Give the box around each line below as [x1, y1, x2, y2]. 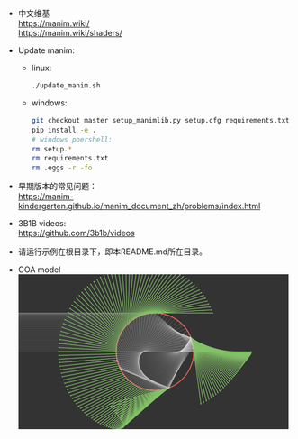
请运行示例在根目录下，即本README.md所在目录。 [17, 246, 207, 257]
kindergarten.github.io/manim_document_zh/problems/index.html [17, 201, 261, 212]
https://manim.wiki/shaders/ [17, 28, 123, 38]
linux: [31, 62, 52, 73]
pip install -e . [31, 125, 97, 134]
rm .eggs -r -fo [31, 163, 93, 173]
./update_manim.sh [31, 81, 101, 90]
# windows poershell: [31, 134, 113, 144]
